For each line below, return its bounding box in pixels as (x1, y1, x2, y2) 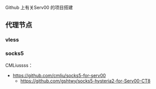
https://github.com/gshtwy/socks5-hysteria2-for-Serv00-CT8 (20, 78, 151, 84)
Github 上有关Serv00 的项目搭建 (5, 5, 73, 10)
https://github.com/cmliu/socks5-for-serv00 (12, 72, 106, 78)
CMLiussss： (5, 62, 33, 68)
